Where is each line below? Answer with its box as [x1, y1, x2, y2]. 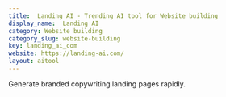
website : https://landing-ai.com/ [8, 49, 125, 57]
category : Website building [8, 27, 103, 35]
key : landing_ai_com [8, 42, 78, 50]
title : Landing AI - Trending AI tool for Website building [8, 11, 219, 20]
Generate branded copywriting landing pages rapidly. [8, 78, 186, 89]
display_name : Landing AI [8, 19, 99, 27]
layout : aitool [8, 57, 60, 65]
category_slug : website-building [8, 34, 121, 43]
